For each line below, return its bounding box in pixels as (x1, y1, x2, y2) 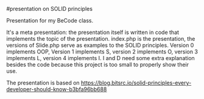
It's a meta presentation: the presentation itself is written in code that (6, 29, 180, 36)
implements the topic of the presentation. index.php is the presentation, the (6, 35, 195, 42)
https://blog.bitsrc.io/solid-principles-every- (81, 79, 192, 86)
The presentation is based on (6, 79, 80, 86)
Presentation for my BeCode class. (6, 17, 93, 24)
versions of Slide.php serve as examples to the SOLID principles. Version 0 (6, 42, 194, 49)
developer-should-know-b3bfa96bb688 (6, 86, 107, 93)
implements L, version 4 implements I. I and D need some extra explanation (6, 55, 195, 61)
